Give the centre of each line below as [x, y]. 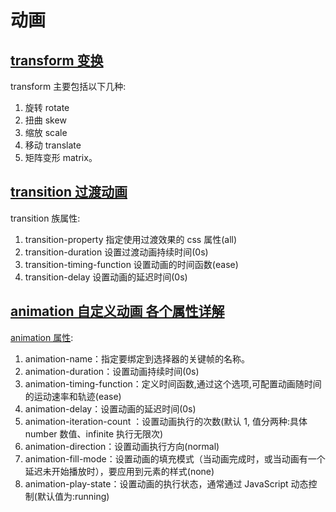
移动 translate [53, 145]
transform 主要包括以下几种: [68, 86]
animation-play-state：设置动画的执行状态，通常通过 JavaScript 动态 [166, 483]
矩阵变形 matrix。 [61, 157]
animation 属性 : [42, 337]
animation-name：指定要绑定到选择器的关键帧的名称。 [137, 358]
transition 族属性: [45, 218]
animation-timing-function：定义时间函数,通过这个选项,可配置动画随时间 [173, 383]
